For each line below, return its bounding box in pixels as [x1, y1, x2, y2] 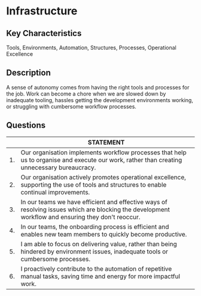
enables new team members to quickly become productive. [20, 230, 187, 238]
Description [6, 68, 51, 78]
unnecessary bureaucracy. [20, 163, 96, 172]
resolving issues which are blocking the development [20, 205, 170, 214]
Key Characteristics [6, 28, 82, 38]
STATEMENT [87, 138, 125, 146]
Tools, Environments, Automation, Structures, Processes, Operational [6, 44, 176, 51]
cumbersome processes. [20, 255, 91, 263]
